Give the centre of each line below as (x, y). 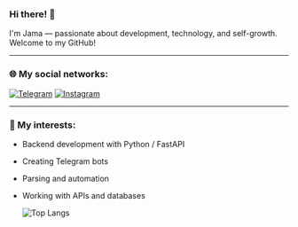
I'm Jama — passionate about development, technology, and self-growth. (143, 34)
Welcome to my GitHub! (52, 43)
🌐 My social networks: (59, 74)
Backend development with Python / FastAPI (103, 144)
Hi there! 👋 (32, 14)
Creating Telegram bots (65, 161)
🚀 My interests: (43, 125)
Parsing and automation (65, 178)
